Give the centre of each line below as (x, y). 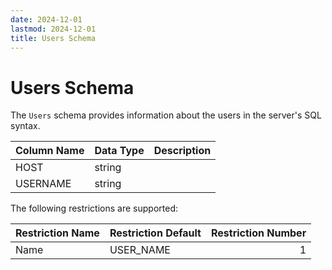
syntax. (25, 126)
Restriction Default (155, 233)
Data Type (119, 151)
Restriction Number (258, 233)
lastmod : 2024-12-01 (53, 29)
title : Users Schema (53, 38)
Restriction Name (57, 233)
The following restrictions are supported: (94, 208)
